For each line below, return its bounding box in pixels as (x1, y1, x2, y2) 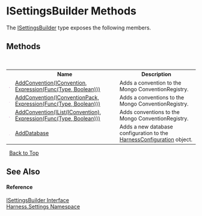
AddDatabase (14, 130, 49, 137)
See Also (6, 167, 40, 177)
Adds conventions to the (119, 109, 180, 115)
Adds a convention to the (119, 79, 182, 86)
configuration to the (119, 130, 168, 137)
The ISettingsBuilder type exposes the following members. (6, 24, 151, 31)
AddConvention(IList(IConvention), (14, 109, 101, 115)
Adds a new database (119, 123, 173, 130)
